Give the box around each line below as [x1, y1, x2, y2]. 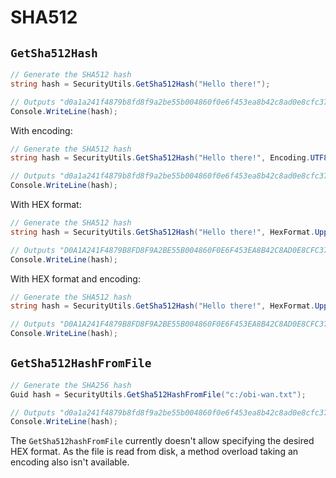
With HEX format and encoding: [10, 272, 141, 285]
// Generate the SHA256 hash [10, 380, 132, 390]
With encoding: [10, 124, 73, 136]
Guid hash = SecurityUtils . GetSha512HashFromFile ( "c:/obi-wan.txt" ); [10, 389, 307, 400]
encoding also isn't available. [10, 456, 130, 468]
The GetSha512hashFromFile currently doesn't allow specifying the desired [10, 435, 315, 447]
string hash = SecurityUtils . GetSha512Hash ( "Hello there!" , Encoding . [10, 153, 311, 163]
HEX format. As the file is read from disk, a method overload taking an [10, 446, 299, 458]
